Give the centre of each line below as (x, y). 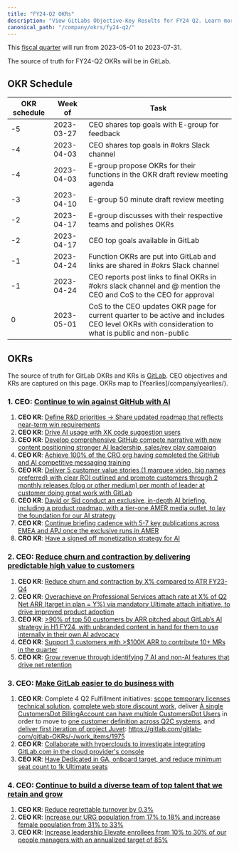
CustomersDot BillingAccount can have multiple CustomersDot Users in (122, 713)
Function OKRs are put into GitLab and (152, 257)
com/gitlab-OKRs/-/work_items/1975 (71, 736)
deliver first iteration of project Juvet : (72, 728)
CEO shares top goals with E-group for (154, 125)
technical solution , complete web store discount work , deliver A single (121, 706)
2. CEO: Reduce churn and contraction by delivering (99, 557)
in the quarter (38, 649)
